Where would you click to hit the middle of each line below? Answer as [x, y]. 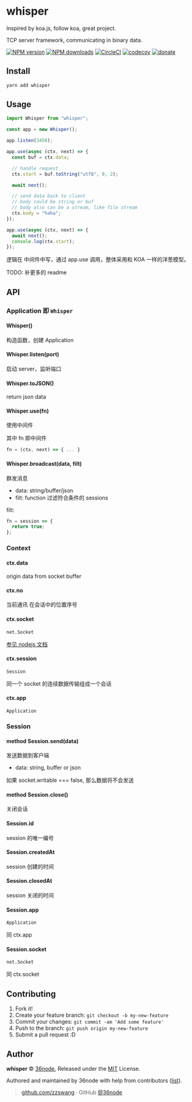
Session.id [20, 823]
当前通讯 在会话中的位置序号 [42, 605]
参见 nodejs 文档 [27, 644]
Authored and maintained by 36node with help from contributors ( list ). [94, 1081]
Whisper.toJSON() [30, 383]
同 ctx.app [19, 935]
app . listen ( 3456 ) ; [30, 141]
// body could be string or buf [53, 202]
